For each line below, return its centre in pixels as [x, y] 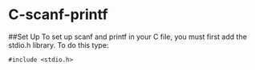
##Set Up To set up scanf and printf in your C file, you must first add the [127, 37]
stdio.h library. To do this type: [59, 45]
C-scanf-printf [58, 15]
